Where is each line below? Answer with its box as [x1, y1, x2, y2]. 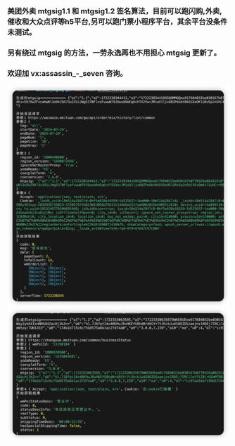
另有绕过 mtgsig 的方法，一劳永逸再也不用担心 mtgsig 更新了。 [7, 48, 222, 58]
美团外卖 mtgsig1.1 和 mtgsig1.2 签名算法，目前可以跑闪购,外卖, [7, 6, 223, 15]
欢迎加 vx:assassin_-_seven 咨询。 [7, 68, 128, 78]
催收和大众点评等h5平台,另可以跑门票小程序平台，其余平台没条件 [7, 16, 228, 26]
